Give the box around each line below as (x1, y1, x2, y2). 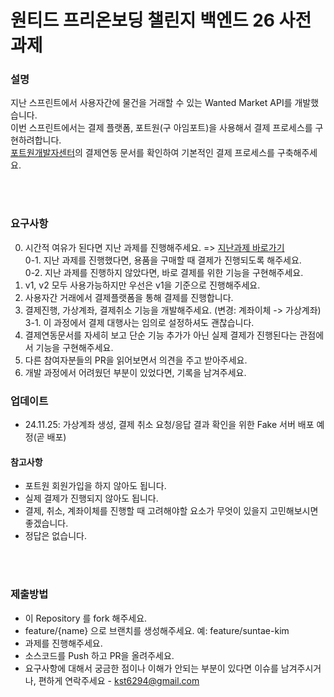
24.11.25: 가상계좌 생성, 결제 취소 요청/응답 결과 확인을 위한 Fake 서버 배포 (24, 419, 315, 431)
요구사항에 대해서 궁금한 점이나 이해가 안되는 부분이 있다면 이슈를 (24, 662, 279, 674)
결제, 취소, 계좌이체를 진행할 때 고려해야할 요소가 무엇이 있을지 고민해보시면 (24, 505, 319, 517)
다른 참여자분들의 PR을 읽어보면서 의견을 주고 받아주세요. (24, 354, 248, 366)
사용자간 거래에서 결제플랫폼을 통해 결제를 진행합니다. (24, 291, 234, 303)
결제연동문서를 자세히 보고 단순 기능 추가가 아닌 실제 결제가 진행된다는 (24, 329, 298, 341)
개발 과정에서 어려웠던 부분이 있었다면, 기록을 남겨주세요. (24, 366, 247, 378)
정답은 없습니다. (24, 530, 87, 542)
